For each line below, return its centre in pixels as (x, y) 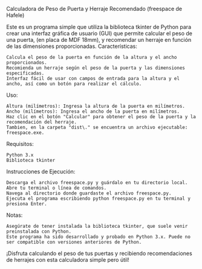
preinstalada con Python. (39, 231)
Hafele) (15, 15)
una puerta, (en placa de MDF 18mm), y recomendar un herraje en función (99, 40)
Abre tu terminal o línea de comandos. (57, 188)
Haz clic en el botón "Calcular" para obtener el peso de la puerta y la (101, 117)
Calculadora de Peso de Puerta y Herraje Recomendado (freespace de (94, 9)
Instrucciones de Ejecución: (41, 171)
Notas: (15, 215)
